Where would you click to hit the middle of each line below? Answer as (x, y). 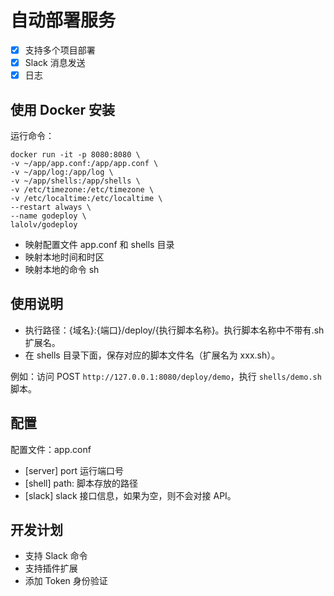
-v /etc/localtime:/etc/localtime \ (86, 198)
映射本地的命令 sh (62, 269)
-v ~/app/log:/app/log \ (62, 172)
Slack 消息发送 (55, 62)
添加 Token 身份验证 (66, 581)
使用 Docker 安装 (63, 109)
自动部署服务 (63, 20)
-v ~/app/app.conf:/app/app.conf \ (84, 163)
